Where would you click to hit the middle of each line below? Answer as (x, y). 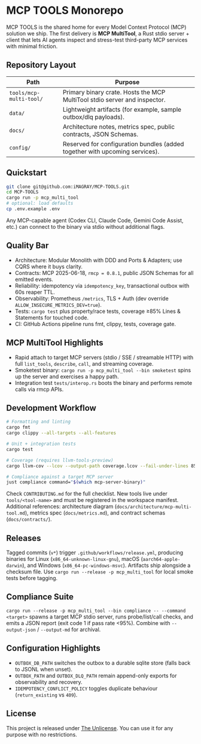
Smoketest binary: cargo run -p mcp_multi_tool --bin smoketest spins (103, 370)
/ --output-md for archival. (69, 629)
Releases (24, 538)
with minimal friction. (32, 46)
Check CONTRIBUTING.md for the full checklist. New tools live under (87, 494)
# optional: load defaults (40, 204)
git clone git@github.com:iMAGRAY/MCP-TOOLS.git (68, 187)
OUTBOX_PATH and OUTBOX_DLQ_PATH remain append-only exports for (96, 676)
